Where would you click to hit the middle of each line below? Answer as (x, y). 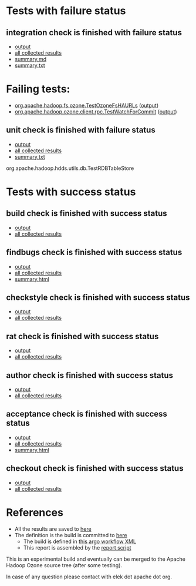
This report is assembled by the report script (77, 547)
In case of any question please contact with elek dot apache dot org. (89, 577)
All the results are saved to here (53, 529)
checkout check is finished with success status (95, 468)
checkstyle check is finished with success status (98, 297)
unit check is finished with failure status (81, 130)
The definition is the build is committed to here (71, 535)
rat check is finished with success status (82, 336)
